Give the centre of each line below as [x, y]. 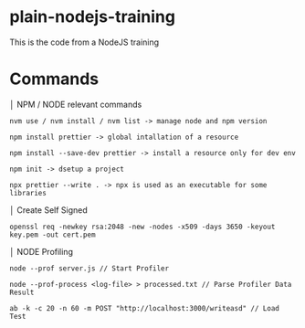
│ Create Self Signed [49, 210]
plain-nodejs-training [93, 17]
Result [22, 292]
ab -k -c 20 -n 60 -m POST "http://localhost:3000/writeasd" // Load [145, 308]
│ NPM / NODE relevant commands [76, 104]
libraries [28, 193]
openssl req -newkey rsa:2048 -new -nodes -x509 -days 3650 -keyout [142, 227]
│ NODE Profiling [41, 251]
